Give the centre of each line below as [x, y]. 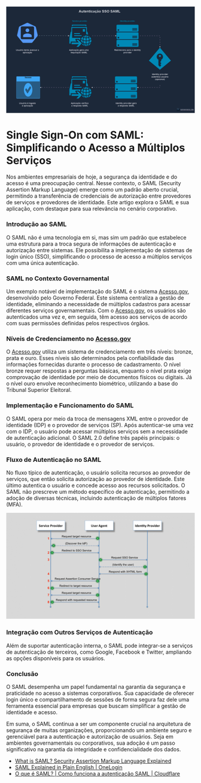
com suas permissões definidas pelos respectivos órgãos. [78, 324]
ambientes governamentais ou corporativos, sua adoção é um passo [91, 743]
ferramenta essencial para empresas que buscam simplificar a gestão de [96, 706]
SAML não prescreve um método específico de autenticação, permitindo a [98, 491]
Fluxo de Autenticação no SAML [54, 459]
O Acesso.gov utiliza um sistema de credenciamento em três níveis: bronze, [100, 352]
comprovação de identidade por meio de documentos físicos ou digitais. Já [99, 377]
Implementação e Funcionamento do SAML [70, 406]
